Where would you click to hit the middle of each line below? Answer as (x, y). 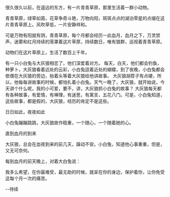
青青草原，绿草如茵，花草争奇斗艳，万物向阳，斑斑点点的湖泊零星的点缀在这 (85, 18)
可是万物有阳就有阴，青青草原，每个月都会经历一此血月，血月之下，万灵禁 (83, 35)
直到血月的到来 (21, 133)
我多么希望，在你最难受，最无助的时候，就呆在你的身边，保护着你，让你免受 (85, 172)
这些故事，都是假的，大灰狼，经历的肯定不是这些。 (58, 101)
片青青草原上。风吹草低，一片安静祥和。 (47, 25)
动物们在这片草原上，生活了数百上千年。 (47, 52)
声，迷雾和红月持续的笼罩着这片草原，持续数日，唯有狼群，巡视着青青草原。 (85, 42)
